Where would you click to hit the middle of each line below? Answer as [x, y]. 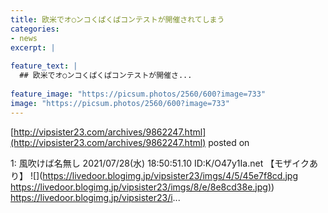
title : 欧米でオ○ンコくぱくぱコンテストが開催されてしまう [117, 19]
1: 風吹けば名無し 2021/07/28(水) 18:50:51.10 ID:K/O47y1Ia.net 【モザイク [160, 163]
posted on [229, 142]
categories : [35, 29]
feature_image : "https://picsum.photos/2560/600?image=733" [138, 94]
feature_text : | [44, 66]
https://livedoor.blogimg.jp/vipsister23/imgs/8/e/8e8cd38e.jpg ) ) [142, 187]
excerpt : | [33, 47]
